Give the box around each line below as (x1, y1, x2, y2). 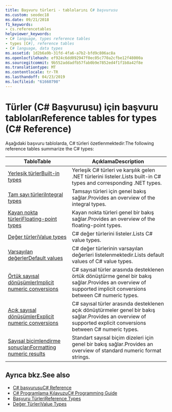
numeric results (8, 350, 46, 357)
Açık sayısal (8, 306, 37, 313)
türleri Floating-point (8, 215, 57, 222)
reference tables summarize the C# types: (5, 145, 95, 152)
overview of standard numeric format (72, 347, 161, 354)
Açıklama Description (92, 158, 144, 165)
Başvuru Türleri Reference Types (12, 395, 81, 401)
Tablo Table (24, 158, 51, 165)
